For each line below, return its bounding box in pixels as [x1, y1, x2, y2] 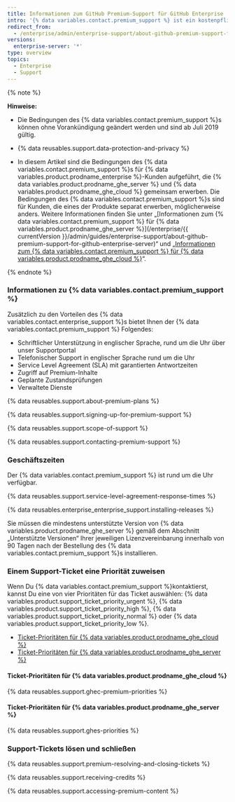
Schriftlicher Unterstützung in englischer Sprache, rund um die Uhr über [17, 338, 226, 347]
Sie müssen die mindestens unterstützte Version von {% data [7, 519, 184, 528]
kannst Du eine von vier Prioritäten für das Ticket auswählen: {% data [7, 590, 208, 598]
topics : [7, 56, 30, 63]
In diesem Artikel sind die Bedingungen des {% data [17, 157, 168, 165]
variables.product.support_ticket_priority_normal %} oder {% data [7, 612, 197, 620]
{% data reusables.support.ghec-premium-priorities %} [7, 687, 168, 695]
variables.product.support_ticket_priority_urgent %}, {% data [7, 597, 183, 606]
